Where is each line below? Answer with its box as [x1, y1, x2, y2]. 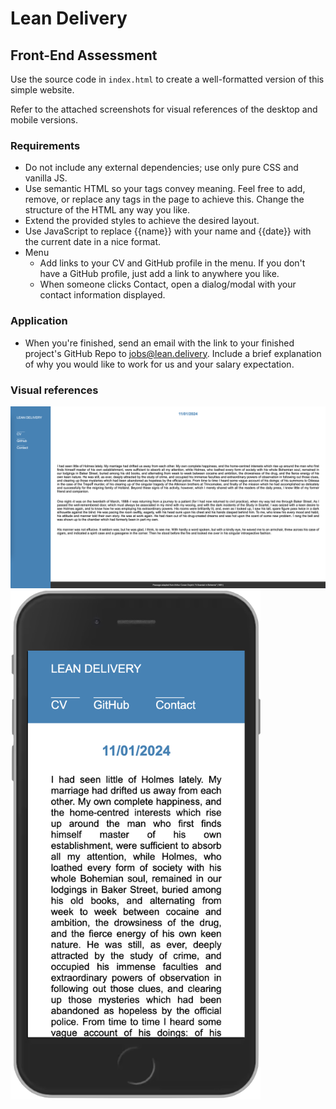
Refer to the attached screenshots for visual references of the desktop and [10, 103, 318, 115]
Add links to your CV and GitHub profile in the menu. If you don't [39, 257, 306, 269]
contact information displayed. [39, 289, 166, 301]
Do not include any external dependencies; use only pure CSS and [24, 162, 299, 174]
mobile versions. [10, 114, 79, 126]
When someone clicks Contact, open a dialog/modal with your [39, 278, 297, 291]
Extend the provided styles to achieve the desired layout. [24, 215, 260, 227]
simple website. [10, 84, 75, 96]
